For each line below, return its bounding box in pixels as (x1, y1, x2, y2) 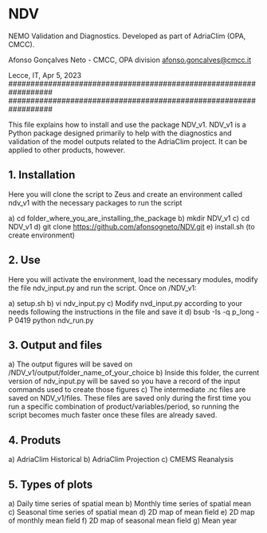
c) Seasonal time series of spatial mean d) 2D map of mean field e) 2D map (8, 508, 255, 516)
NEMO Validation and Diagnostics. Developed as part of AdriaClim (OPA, (8, 31, 246, 41)
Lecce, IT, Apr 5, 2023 (8, 70, 82, 80)
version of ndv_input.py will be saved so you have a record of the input (8, 376, 241, 386)
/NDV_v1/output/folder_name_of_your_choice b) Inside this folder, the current (8, 368, 260, 378)
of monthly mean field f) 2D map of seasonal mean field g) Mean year (8, 515, 238, 525)
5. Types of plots (8, 477, 93, 491)
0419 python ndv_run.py (14, 315, 94, 325)
